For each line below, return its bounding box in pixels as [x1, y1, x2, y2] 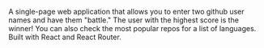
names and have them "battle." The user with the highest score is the [8, 15, 239, 25]
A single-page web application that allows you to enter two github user [8, 7, 245, 16]
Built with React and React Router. [8, 32, 121, 42]
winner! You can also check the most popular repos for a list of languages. [8, 24, 257, 33]
